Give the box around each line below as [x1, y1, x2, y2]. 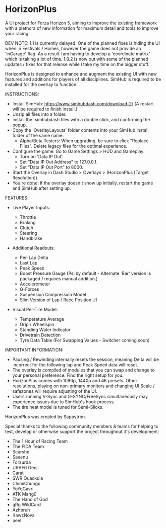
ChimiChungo [12, 480, 41, 486]
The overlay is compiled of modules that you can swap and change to [12, 367, 155, 373]
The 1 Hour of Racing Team [12, 438, 68, 444]
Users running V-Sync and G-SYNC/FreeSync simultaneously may [12, 393, 148, 399]
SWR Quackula [12, 475, 43, 481]
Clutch [19, 225, 34, 231]
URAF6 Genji [12, 464, 39, 470]
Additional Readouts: [12, 245, 55, 251]
